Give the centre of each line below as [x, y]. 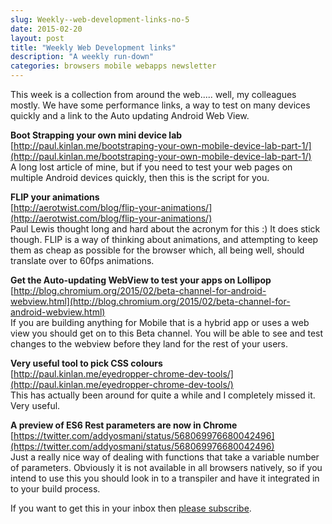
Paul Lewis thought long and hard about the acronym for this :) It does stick [165, 229]
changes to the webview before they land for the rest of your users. [149, 344]
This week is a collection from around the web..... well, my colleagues [153, 94]
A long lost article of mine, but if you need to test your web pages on [151, 167]
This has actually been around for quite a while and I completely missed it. [163, 395]
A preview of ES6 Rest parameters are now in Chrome [124, 425]
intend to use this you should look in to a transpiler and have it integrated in [165, 478]
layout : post [37, 38]
